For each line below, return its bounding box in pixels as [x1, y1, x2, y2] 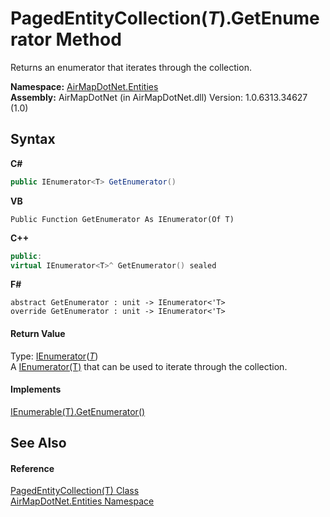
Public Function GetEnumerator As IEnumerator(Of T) [10, 214, 235, 224]
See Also [10, 435, 67, 452]
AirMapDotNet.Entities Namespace [10, 495, 155, 507]
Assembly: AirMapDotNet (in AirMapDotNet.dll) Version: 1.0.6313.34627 [10, 91, 308, 103]
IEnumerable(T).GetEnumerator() [10, 405, 146, 417]
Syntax [10, 131, 56, 148]
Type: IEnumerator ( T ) [10, 350, 99, 362]
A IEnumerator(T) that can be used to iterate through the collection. [10, 360, 288, 372]
